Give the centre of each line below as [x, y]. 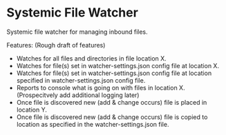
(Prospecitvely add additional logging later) [78, 95]
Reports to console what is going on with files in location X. [101, 87]
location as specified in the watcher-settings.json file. [93, 124]
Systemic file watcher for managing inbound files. [77, 32]
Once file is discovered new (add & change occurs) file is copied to [112, 117]
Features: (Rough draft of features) [56, 45]
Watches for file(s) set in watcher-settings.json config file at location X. [117, 65]
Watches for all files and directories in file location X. [91, 58]
